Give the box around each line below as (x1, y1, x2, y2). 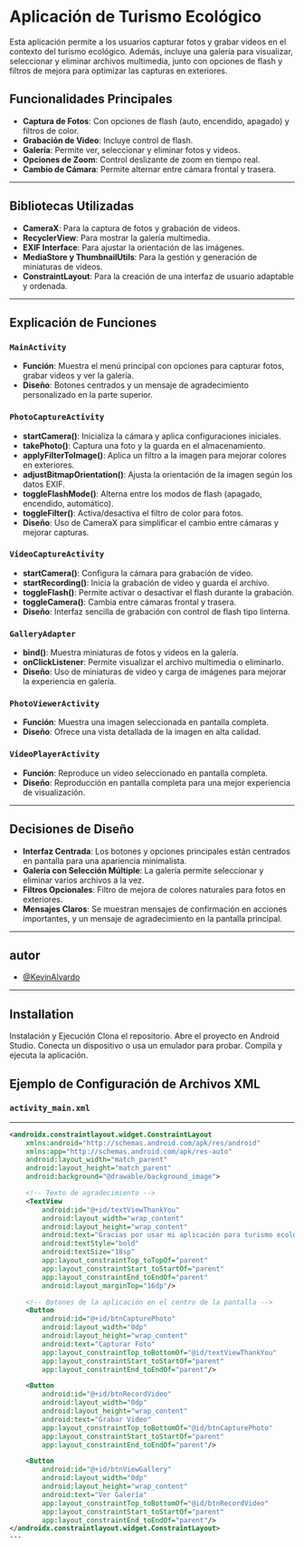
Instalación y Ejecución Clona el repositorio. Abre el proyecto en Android (9, 1030, 280, 1041)
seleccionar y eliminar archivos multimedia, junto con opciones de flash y (9, 55, 283, 66)
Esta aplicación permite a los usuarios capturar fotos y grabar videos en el (9, 36, 287, 47)
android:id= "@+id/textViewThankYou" (42, 1205, 180, 1214)
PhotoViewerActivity (9, 699, 100, 709)
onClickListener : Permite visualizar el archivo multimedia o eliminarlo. (22, 657, 284, 668)
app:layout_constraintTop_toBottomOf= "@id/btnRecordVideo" (42, 1498, 270, 1508)
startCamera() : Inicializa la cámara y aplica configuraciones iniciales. (22, 430, 282, 441)
